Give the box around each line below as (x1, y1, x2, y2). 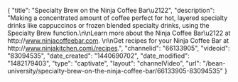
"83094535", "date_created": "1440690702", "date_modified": (7, 51, 190, 60)
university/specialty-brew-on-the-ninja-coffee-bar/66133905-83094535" (7, 67, 224, 75)
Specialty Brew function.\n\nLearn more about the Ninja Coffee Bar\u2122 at (7, 29, 231, 37)
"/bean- (202, 59, 226, 67)
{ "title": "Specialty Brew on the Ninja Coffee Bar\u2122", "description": (7, 6, 215, 14)
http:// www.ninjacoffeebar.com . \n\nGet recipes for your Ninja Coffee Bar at (7, 36, 229, 45)
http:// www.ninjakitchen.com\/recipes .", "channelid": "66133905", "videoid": (7, 44, 230, 52)
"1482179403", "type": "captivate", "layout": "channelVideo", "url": (7, 59, 202, 67)
